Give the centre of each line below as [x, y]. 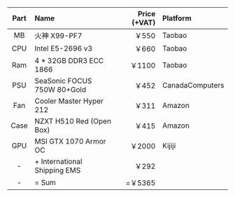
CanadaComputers [193, 85]
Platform [177, 18]
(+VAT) [144, 22]
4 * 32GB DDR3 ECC [69, 61]
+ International [58, 162]
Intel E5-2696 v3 [64, 48]
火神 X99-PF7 [58, 36]
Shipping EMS [58, 170]
